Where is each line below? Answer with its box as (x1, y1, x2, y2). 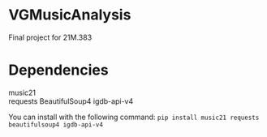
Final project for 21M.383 (8, 32, 93, 42)
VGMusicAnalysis (8, 6, 131, 24)
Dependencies (8, 61, 109, 79)
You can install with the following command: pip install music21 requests (8, 112, 260, 122)
